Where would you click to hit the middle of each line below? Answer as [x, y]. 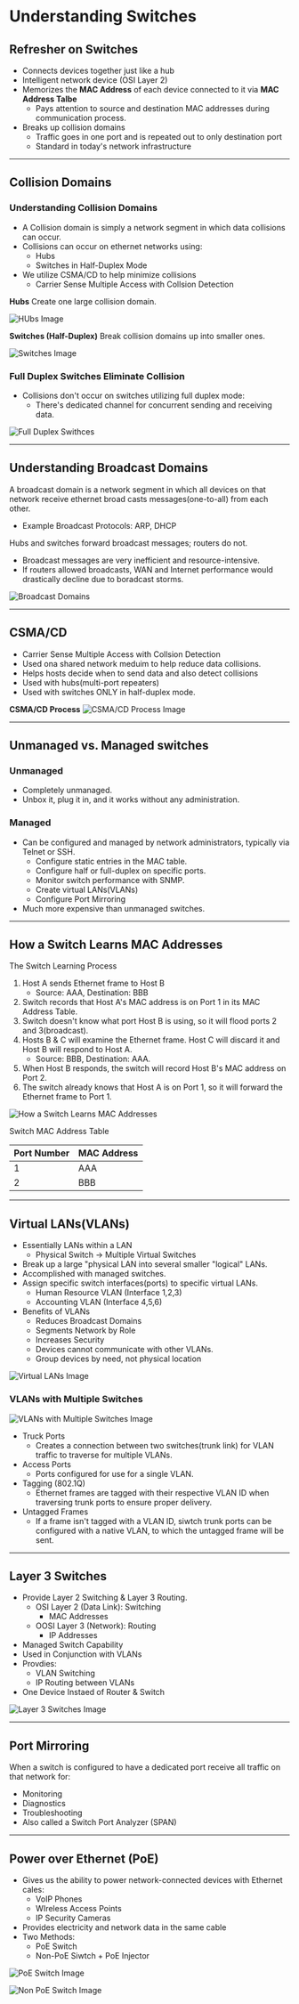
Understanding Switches [103, 16]
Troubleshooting [52, 1813]
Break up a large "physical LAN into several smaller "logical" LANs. [145, 1264]
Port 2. [34, 1078]
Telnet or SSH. [48, 851]
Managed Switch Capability [73, 1645]
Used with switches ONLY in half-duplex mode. [109, 692]
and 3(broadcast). [55, 1031]
